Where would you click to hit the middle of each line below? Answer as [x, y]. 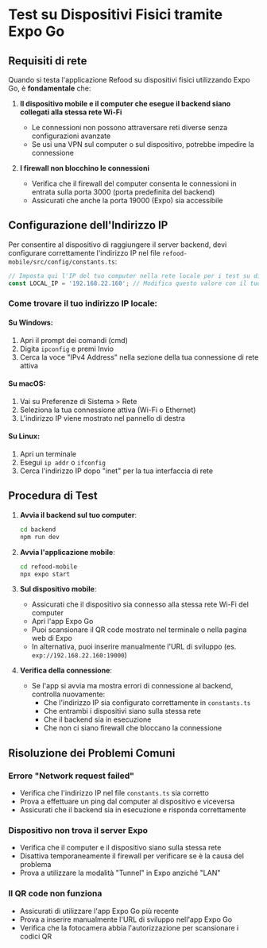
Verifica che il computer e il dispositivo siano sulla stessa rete [120, 848]
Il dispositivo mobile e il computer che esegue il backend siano [125, 104]
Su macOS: [27, 383]
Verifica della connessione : [66, 671]
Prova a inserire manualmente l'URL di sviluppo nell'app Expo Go [126, 919]
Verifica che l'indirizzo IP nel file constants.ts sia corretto [114, 793]
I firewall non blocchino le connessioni [84, 168]
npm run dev [39, 537]
